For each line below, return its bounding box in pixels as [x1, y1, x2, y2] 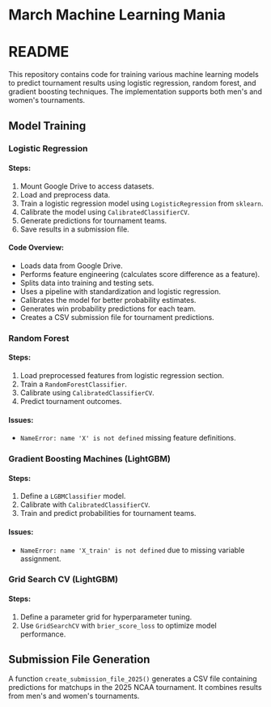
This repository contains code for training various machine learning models [8, 70, 259, 79]
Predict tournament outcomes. [19, 396, 122, 406]
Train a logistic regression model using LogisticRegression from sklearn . [19, 198, 264, 208]
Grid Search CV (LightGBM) [8, 573, 119, 585]
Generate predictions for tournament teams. [19, 215, 167, 225]
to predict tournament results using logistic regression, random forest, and [8, 79, 256, 88]
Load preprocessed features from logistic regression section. [19, 370, 225, 380]
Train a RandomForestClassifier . [19, 379, 128, 389]
